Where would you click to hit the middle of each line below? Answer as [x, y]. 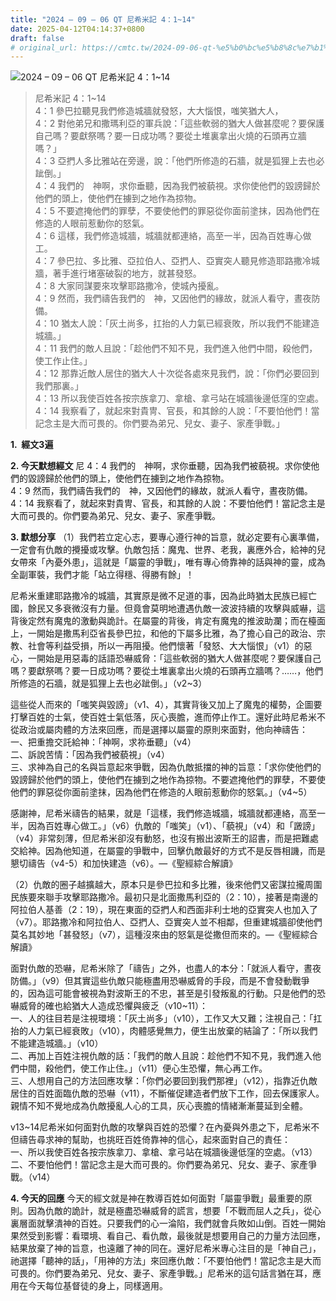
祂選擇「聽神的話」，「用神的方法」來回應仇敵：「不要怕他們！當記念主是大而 [166, 1261]
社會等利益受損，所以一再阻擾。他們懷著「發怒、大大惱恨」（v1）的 [165, 646]
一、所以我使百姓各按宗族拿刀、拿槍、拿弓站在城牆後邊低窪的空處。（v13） [164, 1152]
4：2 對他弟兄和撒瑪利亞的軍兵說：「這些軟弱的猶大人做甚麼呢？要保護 [179, 123]
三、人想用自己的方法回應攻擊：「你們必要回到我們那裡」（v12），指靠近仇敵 [164, 1081]
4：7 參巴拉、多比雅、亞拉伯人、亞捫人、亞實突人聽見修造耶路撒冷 [173, 261]
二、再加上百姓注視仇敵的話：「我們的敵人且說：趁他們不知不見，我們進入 [161, 1056]
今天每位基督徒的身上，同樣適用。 [97, 1286]
